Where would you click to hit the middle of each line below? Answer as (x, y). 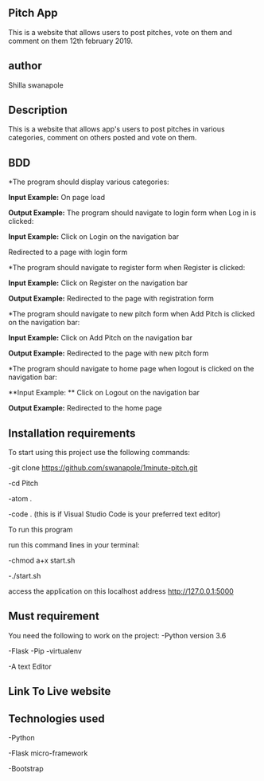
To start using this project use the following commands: (99, 453)
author (25, 66)
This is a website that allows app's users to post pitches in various (116, 129)
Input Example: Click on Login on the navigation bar (94, 237)
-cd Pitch (23, 483)
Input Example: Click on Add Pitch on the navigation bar (101, 338)
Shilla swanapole (36, 85)
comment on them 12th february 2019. (71, 41)
